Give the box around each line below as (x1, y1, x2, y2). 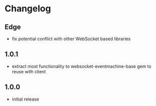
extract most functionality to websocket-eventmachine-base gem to (11, 63, 152, 69)
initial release (11, 96, 39, 102)
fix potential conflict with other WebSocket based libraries (11, 36, 131, 42)
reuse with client (11, 68, 46, 74)
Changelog (4, 3, 51, 14)
